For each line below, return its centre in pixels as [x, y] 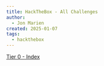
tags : [13, 34]
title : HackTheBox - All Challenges [52, 12]
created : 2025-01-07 [32, 28]
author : [16, 17]
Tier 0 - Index [23, 57]
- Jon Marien [28, 23]
